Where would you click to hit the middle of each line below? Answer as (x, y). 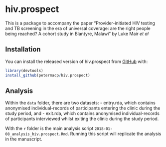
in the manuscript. (24, 139)
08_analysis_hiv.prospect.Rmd (37, 134)
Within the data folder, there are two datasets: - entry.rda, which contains (80, 103)
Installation (23, 49)
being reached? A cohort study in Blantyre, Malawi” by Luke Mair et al (77, 33)
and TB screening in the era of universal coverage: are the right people (78, 28)
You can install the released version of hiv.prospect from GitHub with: (77, 61)
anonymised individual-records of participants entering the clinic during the (83, 108)
